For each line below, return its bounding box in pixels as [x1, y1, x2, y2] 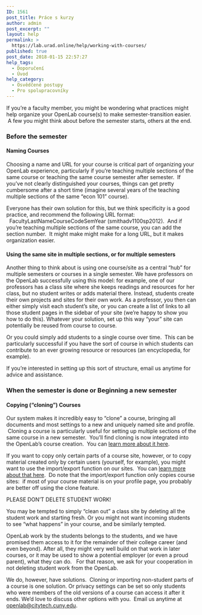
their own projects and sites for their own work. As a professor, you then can [6, 296, 197, 303]
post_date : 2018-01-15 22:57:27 [6, 54, 87, 60]
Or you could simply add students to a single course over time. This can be [6, 334, 194, 341]
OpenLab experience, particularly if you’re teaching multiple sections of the [6, 167, 194, 174]
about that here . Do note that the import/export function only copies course [6, 472, 195, 479]
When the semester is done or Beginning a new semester [6, 386, 177, 395]
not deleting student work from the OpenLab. [6, 564, 119, 572]
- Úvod [11, 71, 28, 77]
